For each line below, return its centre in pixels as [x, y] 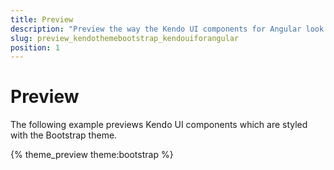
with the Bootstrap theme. [64, 135]
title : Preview [42, 19]
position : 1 [35, 47]
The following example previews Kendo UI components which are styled [159, 125]
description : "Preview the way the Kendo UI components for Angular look [167, 29]
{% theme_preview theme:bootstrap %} [92, 155]
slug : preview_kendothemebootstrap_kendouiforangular [125, 38]
